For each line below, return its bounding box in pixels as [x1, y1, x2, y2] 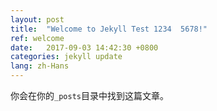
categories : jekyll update [10, 52, 123, 62]
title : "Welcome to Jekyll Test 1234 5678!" [10, 24, 208, 34]
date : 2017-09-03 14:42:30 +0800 [10, 42, 159, 53]
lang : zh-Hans [10, 61, 70, 71]
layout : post [10, 14, 65, 25]
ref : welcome [10, 33, 65, 43]
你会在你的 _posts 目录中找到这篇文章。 [10, 90, 169, 101]
